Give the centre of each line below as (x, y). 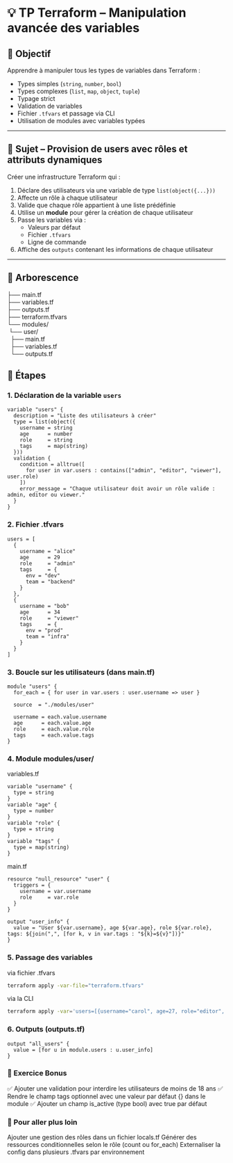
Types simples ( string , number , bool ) (69, 84)
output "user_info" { (38, 922)
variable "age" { (32, 805)
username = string (46, 428)
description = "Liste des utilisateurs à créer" (85, 416)
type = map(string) (42, 848)
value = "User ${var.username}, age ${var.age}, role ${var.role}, (113, 928)
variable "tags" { (34, 842)
